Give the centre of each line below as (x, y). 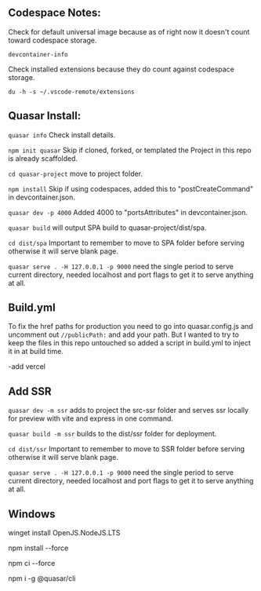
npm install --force (38, 548)
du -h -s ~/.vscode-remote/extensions (71, 92)
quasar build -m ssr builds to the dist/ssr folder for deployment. (112, 434)
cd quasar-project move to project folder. (76, 173)
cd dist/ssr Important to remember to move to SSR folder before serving (127, 449)
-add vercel (27, 367)
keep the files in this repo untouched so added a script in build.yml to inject (129, 343)
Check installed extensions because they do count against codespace (121, 69)
